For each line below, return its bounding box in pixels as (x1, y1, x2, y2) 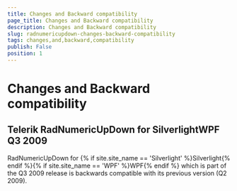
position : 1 (7, 50, 42, 58)
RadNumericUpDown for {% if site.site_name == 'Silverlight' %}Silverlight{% (7, 153, 231, 162)
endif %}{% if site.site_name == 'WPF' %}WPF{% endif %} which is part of (7, 161, 227, 170)
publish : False (7, 43, 52, 50)
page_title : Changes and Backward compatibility (7, 17, 154, 24)
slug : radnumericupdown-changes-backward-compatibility (7, 30, 175, 38)
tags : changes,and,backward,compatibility (7, 37, 134, 44)
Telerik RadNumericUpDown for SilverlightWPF (7, 124, 220, 136)
